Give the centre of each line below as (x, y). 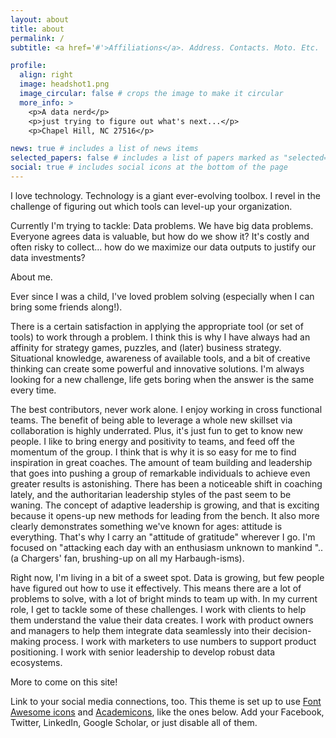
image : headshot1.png (64, 84)
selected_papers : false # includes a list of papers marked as (145, 158)
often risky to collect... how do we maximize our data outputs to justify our (163, 247)
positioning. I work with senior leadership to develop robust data (143, 652)
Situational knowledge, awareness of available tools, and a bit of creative (160, 358)
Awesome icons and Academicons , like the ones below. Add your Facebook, (167, 712)
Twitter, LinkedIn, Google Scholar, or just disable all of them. (134, 722)
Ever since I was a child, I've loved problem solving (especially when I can (162, 296)
